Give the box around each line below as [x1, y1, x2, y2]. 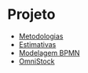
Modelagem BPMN [18, 48, 80, 57]
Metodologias [18, 31, 64, 41]
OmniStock [18, 57, 55, 66]
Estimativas [18, 39, 57, 49]
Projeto [7, 5, 56, 24]
